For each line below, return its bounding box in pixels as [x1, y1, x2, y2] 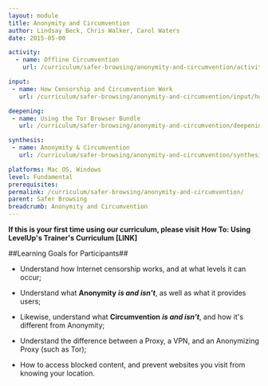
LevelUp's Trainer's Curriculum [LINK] [8, 233, 138, 242]
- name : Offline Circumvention [15, 56, 120, 64]
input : [8, 78, 30, 86]
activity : [8, 49, 41, 57]
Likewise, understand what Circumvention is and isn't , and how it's [19, 312, 244, 321]
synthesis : [8, 137, 45, 145]
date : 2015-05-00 [8, 34, 66, 42]
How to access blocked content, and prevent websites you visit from [19, 360, 246, 369]
